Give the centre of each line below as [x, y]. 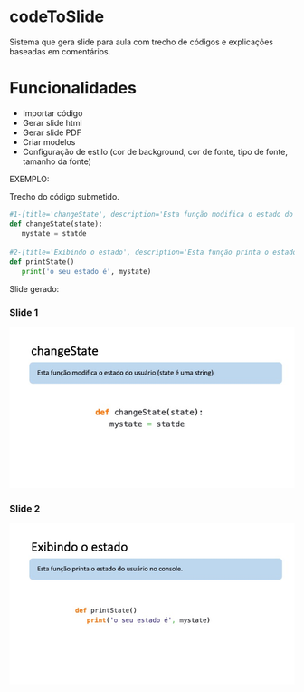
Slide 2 [25, 508]
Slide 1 [24, 312]
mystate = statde [54, 233]
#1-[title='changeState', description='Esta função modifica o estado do [152, 214]
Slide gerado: [34, 289]
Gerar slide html [52, 122]
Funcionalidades [73, 88]
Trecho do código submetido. [64, 196]
